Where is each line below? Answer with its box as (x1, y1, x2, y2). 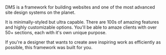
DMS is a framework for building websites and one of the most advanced (5, 4, 156, 10)
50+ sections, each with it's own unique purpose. (5, 30, 107, 35)
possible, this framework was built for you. (5, 45, 93, 50)
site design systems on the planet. (5, 9, 76, 15)
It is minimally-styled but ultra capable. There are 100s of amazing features (5, 19, 160, 25)
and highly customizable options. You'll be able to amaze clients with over (5, 24, 157, 30)
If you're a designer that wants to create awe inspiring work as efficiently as (5, 39, 161, 45)
